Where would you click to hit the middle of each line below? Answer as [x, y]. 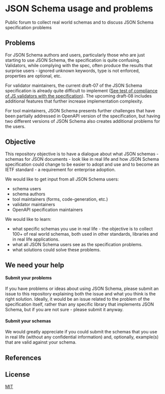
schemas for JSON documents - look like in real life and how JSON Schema [82, 159]
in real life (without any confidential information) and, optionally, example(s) [82, 337]
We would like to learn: [28, 219]
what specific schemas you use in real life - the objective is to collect [82, 229]
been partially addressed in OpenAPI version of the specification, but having [83, 116]
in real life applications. [36, 239]
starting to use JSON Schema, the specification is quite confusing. [73, 60]
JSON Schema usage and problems [79, 9]
